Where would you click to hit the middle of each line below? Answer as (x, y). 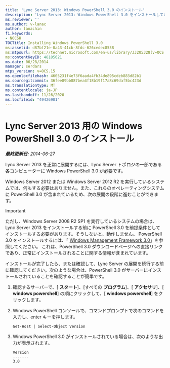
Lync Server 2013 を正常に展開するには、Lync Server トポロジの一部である (83, 165)
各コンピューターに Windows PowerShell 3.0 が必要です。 (66, 171)
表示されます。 (37, 343)
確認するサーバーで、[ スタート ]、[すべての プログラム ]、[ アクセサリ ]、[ (88, 287)
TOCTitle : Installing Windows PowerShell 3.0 (54, 43)
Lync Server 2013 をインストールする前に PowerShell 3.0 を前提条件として (83, 228)
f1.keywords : (19, 33)
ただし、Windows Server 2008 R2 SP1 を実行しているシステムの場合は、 (81, 222)
